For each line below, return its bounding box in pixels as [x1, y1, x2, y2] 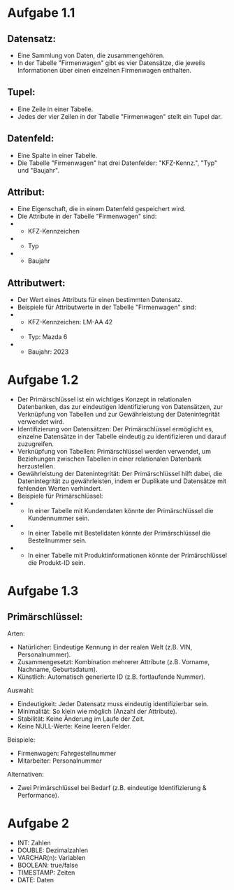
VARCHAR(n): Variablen [17, 854, 86, 862]
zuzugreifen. [17, 440, 54, 448]
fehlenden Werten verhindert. [17, 485, 103, 493]
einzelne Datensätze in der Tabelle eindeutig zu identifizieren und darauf [17, 432, 227, 441]
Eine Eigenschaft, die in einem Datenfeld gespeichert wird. [17, 205, 187, 213]
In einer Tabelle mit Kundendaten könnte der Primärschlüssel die [27, 507, 214, 515]
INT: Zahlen [17, 839, 51, 847]
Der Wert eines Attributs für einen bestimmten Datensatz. [17, 296, 183, 304]
